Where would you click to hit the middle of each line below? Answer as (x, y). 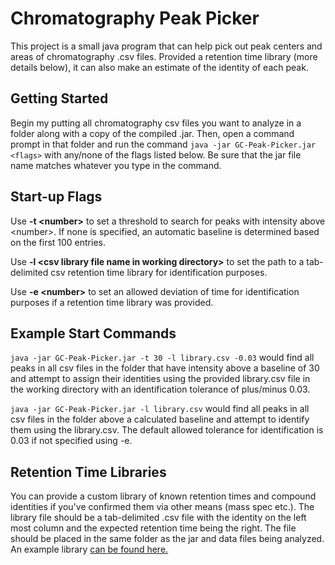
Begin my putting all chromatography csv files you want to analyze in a (156, 123)
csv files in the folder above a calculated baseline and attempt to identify (160, 419)
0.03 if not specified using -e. (71, 441)
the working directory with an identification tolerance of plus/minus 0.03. (160, 389)
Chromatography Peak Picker (135, 18)
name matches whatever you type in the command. (116, 165)
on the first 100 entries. (58, 242)
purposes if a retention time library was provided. (112, 302)
